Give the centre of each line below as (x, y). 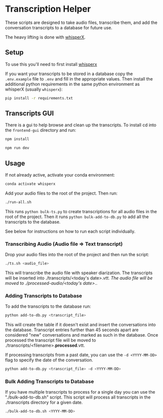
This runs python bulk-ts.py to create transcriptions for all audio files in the (81, 211)
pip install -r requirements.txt (39, 98)
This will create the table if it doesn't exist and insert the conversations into (81, 325)
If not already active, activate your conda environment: (60, 175)
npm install (17, 139)
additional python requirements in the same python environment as (72, 84)
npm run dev (17, 148)
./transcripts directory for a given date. (44, 402)
